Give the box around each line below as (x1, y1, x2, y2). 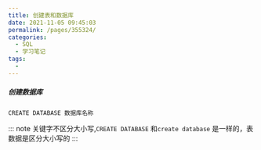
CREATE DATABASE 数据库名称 (8, 109, 94, 117)
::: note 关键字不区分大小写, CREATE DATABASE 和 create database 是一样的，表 (8, 123, 253, 133)
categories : (8, 33, 47, 41)
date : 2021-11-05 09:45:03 (8, 19, 96, 27)
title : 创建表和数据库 (8, 11, 74, 20)
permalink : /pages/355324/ (8, 26, 96, 34)
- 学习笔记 (15, 48, 46, 55)
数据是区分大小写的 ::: (8, 134, 78, 143)
